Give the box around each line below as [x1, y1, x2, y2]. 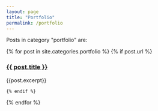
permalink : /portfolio [6, 20, 63, 26]
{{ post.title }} [6, 63, 48, 71]
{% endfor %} [6, 98, 41, 106]
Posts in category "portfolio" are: [6, 37, 88, 44]
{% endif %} [6, 88, 36, 94]
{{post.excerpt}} [6, 76, 47, 84]
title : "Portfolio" [6, 14, 55, 20]
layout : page [6, 8, 39, 15]
